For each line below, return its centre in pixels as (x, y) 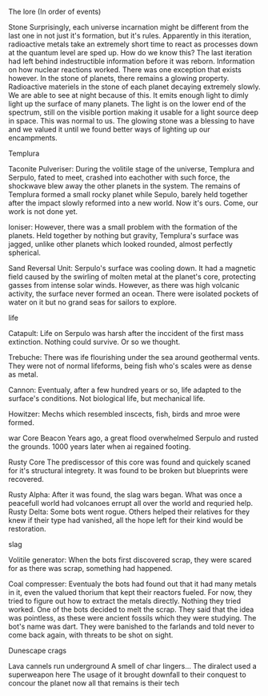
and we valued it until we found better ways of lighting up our (109, 129)
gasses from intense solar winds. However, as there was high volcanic (124, 285)
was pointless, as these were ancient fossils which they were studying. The (132, 618)
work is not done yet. (43, 211)
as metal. (23, 374)
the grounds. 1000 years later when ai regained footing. (100, 447)
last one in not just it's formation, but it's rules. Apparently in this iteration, (130, 36)
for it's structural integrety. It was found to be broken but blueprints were (128, 471)
